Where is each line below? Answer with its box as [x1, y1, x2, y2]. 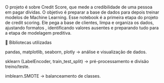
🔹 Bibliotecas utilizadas [5, 40, 52, 45]
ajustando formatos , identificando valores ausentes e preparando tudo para [5, 25, 159, 31]
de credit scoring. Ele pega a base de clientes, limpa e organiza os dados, [5, 20, 154, 25]
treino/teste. [5, 63, 30, 69]
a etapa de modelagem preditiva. [5, 30, 72, 36]
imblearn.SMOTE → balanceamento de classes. [5, 73, 101, 79]
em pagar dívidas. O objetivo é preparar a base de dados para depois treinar [5, 9, 160, 15]
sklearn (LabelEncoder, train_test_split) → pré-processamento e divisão [5, 59, 149, 64]
